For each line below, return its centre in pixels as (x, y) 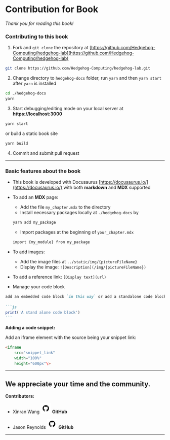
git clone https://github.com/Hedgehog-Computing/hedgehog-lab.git (78, 69)
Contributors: (20, 396)
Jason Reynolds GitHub (43, 427)
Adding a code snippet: (30, 328)
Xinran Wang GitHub (40, 412)
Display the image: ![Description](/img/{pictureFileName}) (83, 267)
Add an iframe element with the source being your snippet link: (71, 337)
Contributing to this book (37, 37)
